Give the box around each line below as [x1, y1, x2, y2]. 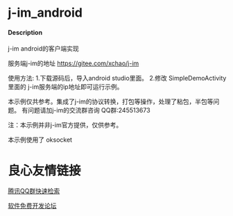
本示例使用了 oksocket [8, 135, 72, 144]
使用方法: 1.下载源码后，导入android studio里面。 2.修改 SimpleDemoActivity [8, 74, 227, 83]
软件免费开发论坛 [8, 201, 57, 210]
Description [8, 28, 43, 36]
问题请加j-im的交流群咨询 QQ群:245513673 [27, 106, 151, 115]
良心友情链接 [8, 163, 82, 178]
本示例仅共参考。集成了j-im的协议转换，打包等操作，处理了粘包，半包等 [8, 97, 214, 106]
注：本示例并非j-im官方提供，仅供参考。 [8, 121, 123, 129]
